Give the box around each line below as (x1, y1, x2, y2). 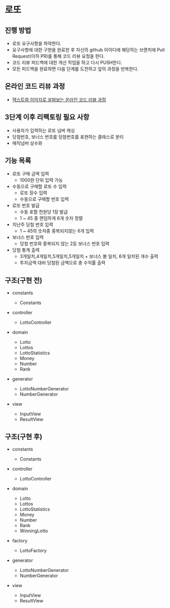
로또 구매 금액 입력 (12, 171, 49, 177)
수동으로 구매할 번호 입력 (19, 196, 69, 202)
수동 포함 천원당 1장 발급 (19, 209, 68, 215)
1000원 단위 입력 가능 (19, 177, 63, 183)
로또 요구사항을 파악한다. (12, 41, 62, 46)
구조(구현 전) (5, 276, 43, 285)
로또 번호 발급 (12, 202, 40, 208)
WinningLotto (19, 528, 48, 534)
